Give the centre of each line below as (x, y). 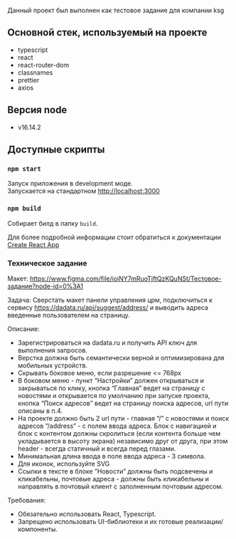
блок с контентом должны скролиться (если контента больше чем (119, 433)
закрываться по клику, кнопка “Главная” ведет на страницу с (111, 388)
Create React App (33, 244)
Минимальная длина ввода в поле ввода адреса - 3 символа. (112, 456)
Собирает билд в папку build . (53, 223)
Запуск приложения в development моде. (70, 184)
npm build (24, 209)
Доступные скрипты (56, 150)
